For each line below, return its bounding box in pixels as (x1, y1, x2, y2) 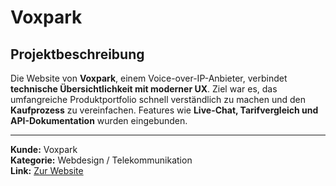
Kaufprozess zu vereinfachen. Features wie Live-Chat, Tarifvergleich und (10, 104, 319, 116)
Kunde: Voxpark (10, 144, 78, 155)
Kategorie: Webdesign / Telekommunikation (10, 154, 193, 166)
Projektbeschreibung (10, 46, 145, 63)
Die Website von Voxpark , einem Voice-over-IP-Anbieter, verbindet (10, 72, 288, 84)
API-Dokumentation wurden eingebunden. (10, 115, 188, 126)
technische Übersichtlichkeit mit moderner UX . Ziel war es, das (10, 83, 278, 95)
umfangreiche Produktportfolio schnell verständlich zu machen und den (10, 94, 307, 105)
